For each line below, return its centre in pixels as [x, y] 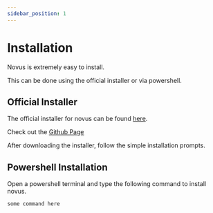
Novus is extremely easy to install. [56, 67]
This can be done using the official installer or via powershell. [94, 80]
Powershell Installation [57, 167]
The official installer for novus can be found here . [77, 119]
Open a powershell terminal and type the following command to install [106, 184]
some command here [34, 204]
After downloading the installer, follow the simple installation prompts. [106, 145]
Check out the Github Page [46, 132]
